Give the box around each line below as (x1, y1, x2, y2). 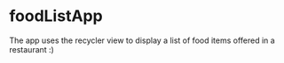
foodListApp (9, 6, 104, 26)
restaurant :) (9, 44, 55, 54)
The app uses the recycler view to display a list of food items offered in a (9, 35, 275, 45)
